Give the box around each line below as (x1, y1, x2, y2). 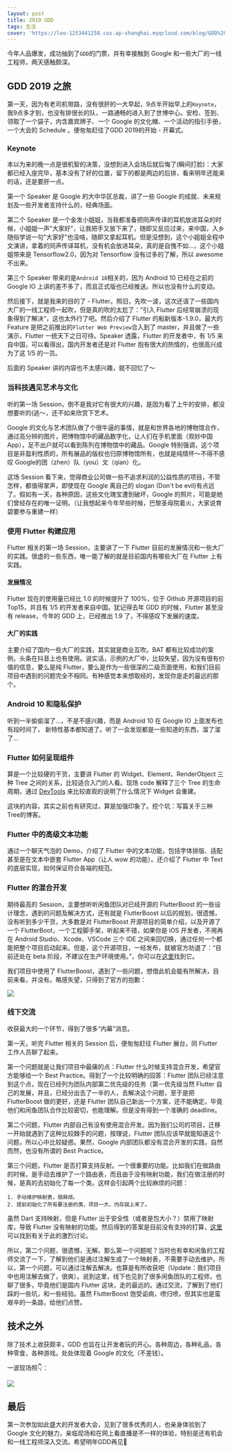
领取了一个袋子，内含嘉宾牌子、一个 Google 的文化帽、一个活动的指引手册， (7, 117, 225, 125)
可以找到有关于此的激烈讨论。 (7, 1231, 92, 1240)
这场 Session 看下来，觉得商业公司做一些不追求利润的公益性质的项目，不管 (7, 473, 221, 481)
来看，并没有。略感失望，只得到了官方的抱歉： (12, 975, 146, 984)
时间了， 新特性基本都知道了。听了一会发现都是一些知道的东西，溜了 (19, 725, 215, 733)
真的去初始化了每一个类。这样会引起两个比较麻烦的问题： (25, 1179, 188, 1187)
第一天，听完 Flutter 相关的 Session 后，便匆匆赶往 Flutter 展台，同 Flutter (7, 1039, 217, 1047)
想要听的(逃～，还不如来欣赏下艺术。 (7, 408, 113, 416)
